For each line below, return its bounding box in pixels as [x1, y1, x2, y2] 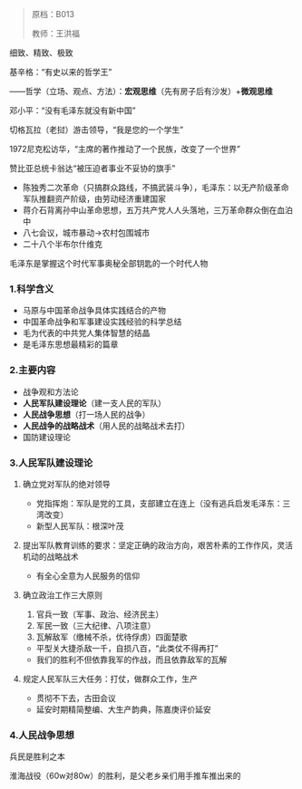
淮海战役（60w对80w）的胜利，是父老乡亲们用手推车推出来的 [9, 770, 241, 782]
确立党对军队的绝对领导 [22, 478, 111, 489]
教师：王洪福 [31, 28, 80, 39]
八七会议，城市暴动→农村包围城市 [22, 227, 151, 238]
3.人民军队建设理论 [9, 457, 93, 469]
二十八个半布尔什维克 [22, 239, 102, 249]
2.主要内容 [9, 364, 56, 377]
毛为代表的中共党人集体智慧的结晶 [22, 328, 151, 339]
